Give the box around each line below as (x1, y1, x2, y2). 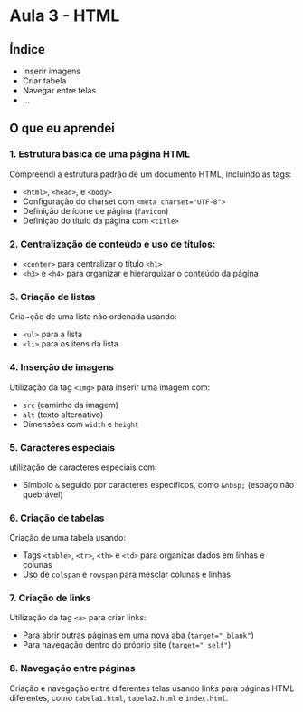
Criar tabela (22, 75, 67, 86)
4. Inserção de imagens (9, 361, 115, 374)
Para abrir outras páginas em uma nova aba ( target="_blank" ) (22, 629, 255, 640)
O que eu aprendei (9, 121, 115, 136)
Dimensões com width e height (22, 418, 139, 429)
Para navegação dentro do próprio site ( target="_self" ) (22, 639, 232, 650)
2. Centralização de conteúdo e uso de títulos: (9, 238, 216, 250)
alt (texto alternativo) (22, 409, 104, 420)
